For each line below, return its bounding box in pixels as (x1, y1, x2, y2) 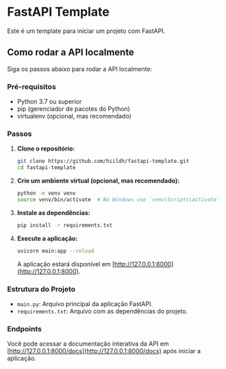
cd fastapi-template (16, 164, 76, 171)
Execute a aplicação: (16, 234, 78, 242)
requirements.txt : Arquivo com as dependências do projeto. (16, 307, 188, 315)
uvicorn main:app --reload (16, 247, 95, 254)
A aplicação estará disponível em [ (16, 259, 115, 268)
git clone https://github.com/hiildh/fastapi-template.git (16, 158, 190, 165)
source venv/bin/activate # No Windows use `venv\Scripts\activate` (16, 196, 221, 203)
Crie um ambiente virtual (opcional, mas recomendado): (16, 177, 180, 185)
